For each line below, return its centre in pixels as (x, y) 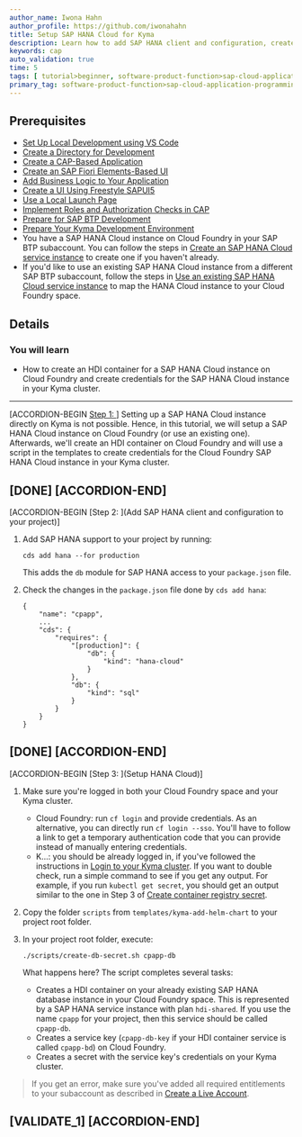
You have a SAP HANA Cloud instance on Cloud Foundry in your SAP (150, 239)
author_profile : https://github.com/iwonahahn (98, 26)
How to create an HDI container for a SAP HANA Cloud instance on (147, 369)
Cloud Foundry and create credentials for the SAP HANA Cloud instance (156, 379)
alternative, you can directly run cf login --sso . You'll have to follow (163, 827)
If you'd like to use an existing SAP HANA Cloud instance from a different (158, 267)
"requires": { (81, 637)
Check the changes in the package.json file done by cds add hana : (144, 590)
